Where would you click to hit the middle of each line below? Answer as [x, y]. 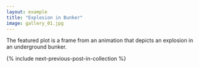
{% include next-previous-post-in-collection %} [66, 59]
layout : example [27, 12]
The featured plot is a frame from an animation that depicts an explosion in [100, 41]
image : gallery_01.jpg [35, 23]
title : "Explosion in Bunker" [45, 18]
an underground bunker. [37, 47]
